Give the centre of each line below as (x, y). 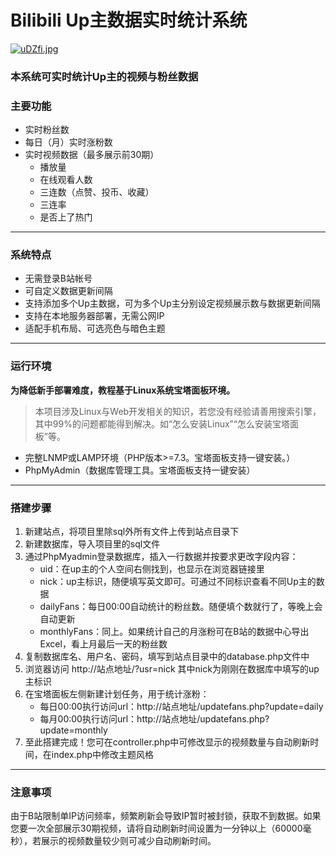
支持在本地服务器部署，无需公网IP (94, 316)
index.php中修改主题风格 (102, 755)
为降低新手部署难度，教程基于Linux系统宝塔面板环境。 (123, 390)
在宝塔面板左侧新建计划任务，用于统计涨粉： (117, 694)
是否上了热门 (66, 217)
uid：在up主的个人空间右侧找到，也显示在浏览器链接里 (152, 569)
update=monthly (73, 730)
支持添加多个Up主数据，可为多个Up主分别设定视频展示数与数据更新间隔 (172, 303)
